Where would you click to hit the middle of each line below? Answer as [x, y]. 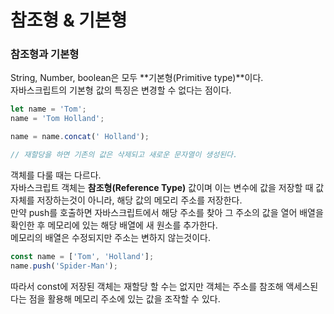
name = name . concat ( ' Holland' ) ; [80, 137]
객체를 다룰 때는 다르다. [56, 175]
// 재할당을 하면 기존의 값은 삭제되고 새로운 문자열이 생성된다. [124, 155]
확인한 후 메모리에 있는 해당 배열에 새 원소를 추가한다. [114, 225]
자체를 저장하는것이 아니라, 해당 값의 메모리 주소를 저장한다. [126, 200]
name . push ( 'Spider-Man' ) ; [64, 266]
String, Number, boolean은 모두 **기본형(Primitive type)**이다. [137, 78]
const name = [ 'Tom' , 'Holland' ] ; [82, 256]
